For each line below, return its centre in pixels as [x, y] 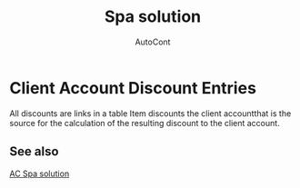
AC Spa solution [40, 173]
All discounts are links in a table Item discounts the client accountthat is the [150, 113]
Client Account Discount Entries [133, 88]
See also [34, 152]
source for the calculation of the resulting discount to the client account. [145, 123]
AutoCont [153, 42]
